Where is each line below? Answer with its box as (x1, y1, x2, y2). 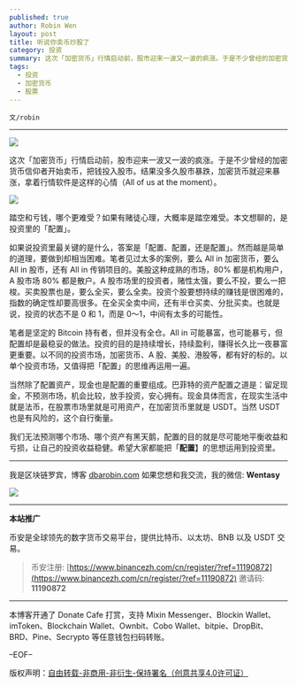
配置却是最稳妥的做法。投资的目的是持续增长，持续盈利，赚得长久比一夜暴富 (9, 338, 288, 349)
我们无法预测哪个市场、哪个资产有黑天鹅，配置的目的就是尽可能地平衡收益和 (9, 431, 288, 442)
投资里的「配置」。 (9, 223, 75, 234)
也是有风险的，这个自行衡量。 (9, 412, 118, 423)
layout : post (9, 29, 57, 38)
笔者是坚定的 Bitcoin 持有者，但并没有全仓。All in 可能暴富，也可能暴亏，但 (9, 327, 283, 337)
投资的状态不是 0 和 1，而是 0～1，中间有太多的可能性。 (24, 308, 228, 319)
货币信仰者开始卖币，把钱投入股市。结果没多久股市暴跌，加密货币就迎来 (9, 166, 272, 176)
